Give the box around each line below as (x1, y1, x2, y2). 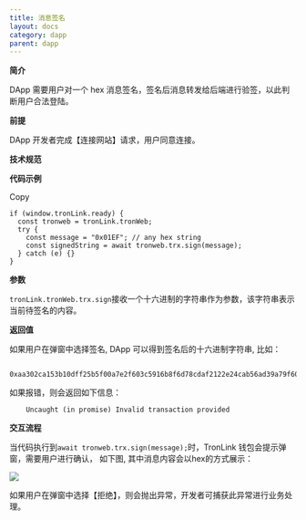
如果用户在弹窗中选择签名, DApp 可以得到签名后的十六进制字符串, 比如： (9, 344, 281, 355)
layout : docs (9, 22, 59, 31)
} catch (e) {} (17, 249, 76, 258)
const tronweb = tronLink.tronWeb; (17, 217, 153, 226)
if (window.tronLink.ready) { (9, 209, 125, 219)
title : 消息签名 (9, 13, 66, 23)
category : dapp (9, 30, 67, 39)
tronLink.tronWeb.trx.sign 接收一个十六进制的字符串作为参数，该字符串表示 (9, 294, 295, 305)
